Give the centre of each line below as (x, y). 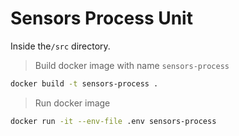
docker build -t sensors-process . (84, 83)
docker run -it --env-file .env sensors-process (113, 121)
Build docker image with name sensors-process (132, 65)
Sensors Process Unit (101, 18)
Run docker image (72, 103)
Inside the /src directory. (60, 46)
